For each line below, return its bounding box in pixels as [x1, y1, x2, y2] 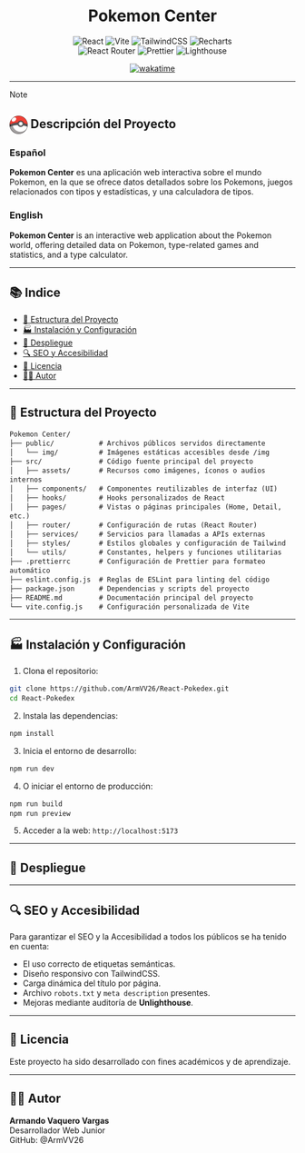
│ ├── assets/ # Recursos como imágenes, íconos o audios [9, 466, 266, 475]
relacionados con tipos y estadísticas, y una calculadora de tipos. [9, 186, 254, 197]
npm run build [9, 799, 64, 809]
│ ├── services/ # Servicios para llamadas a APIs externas [9, 530, 266, 539]
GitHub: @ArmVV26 [9, 1134, 84, 1145]
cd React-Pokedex [9, 694, 75, 703]
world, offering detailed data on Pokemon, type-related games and [9, 239, 259, 250]
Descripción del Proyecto [30, 116, 177, 132]
